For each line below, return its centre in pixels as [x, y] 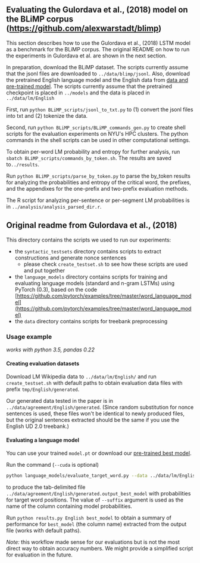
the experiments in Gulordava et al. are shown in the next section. [87, 56]
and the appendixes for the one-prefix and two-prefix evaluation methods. [97, 188]
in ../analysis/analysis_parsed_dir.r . [54, 206]
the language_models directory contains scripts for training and [91, 277]
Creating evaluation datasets [43, 363]
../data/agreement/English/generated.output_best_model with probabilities [99, 494]
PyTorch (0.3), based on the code [56, 289]
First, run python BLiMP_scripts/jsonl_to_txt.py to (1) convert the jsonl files [100, 109]
